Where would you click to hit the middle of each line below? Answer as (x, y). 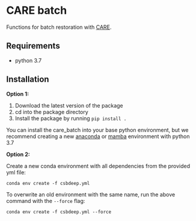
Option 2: (18, 154)
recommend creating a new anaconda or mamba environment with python (98, 136)
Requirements (33, 46)
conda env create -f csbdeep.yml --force (59, 212)
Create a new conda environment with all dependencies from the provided (98, 166)
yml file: (16, 172)
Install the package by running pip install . (71, 118)
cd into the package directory (51, 112)
